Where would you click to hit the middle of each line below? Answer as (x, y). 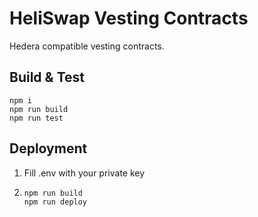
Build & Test (47, 77)
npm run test (36, 118)
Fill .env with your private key (84, 173)
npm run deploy (55, 202)
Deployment (48, 148)
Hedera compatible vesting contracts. (87, 46)
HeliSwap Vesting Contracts (129, 18)
